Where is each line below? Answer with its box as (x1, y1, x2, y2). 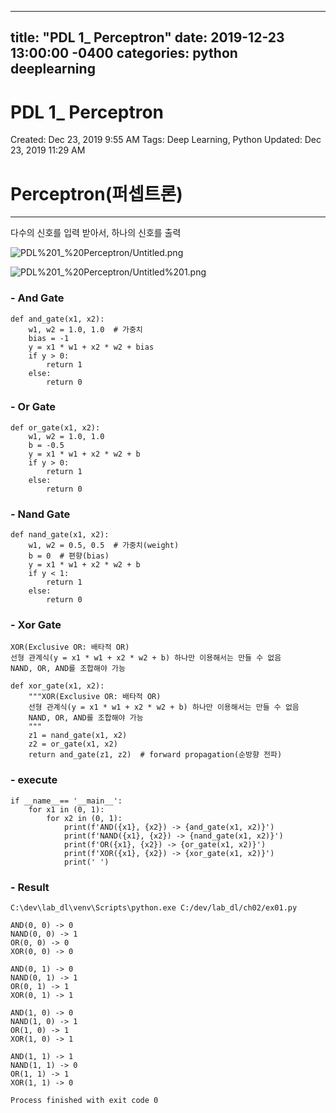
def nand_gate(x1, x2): (10, 530, 110, 540)
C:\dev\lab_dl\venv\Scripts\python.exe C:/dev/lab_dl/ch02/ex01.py (10, 903, 298, 913)
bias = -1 (28, 333, 70, 343)
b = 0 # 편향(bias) (28, 551, 110, 561)
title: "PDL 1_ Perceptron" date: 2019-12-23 (10, 29, 285, 46)
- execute (10, 773, 58, 787)
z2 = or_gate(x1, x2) (28, 739, 118, 750)
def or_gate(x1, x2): (10, 422, 101, 433)
